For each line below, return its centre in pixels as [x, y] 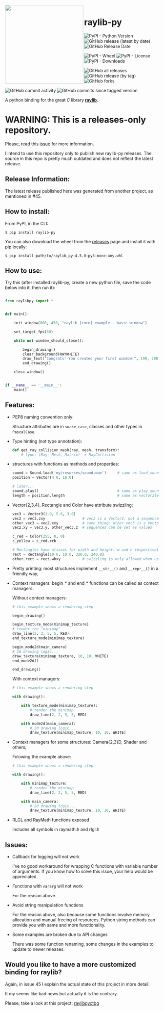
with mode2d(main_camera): [49, 724]
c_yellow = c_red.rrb [34, 541]
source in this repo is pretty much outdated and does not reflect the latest [79, 158]
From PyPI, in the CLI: [27, 223]
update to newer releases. [38, 949]
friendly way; [25, 573]
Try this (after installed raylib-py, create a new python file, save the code [78, 283]
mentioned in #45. [23, 196]
